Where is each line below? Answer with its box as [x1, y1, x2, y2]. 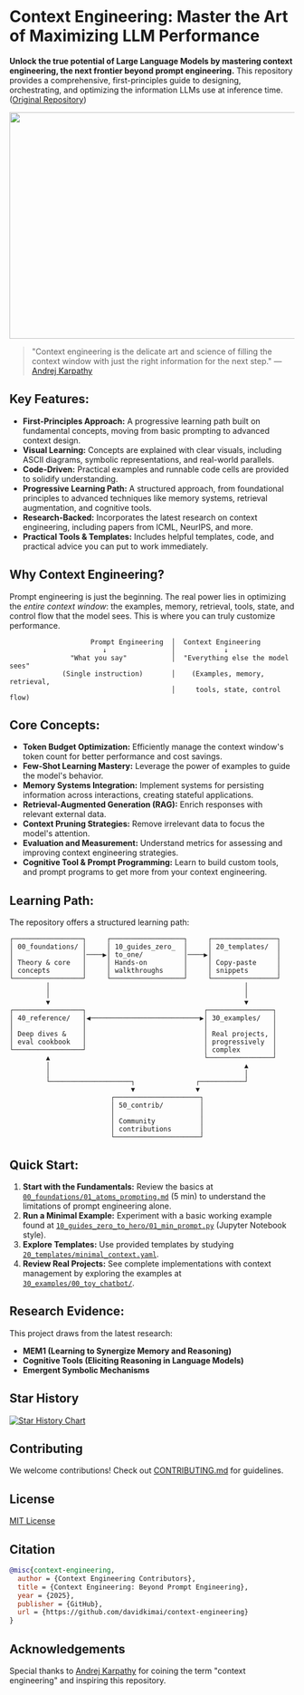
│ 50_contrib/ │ [109, 1101, 204, 1111]
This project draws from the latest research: [9, 1327, 174, 1338]
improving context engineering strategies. [22, 847, 179, 858]
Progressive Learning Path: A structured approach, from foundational [22, 483, 285, 494]
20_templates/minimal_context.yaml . [22, 1248, 160, 1259]
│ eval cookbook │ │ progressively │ [9, 1037, 278, 1047]
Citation [9, 1542, 56, 1557]
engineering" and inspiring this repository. [9, 1675, 166, 1686]
